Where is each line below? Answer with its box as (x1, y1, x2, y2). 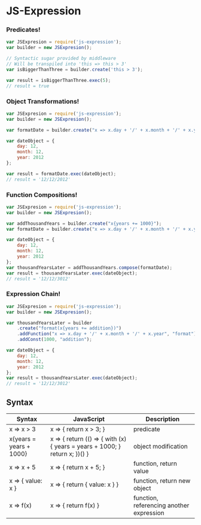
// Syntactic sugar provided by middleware (6, 56, 117, 62)
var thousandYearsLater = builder (6, 320, 93, 326)
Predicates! (6, 26, 41, 34)
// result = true (6, 83, 50, 89)
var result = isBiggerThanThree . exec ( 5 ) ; (6, 77, 111, 83)
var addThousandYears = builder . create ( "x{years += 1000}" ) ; (6, 220, 162, 227)
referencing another (133, 501, 190, 509)
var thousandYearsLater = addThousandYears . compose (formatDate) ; (6, 264, 172, 270)
